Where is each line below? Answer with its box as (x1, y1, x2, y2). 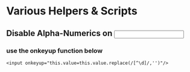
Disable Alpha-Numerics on (6, 28, 113, 38)
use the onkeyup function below (6, 46, 103, 55)
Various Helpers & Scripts (6, 4, 138, 18)
